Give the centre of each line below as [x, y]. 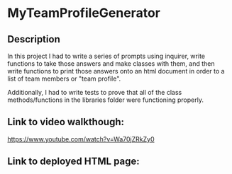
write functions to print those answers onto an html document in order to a [116, 71]
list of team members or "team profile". [64, 79]
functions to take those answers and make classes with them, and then [111, 64]
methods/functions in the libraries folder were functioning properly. [106, 100]
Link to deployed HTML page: [73, 162]
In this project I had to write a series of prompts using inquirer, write [106, 56]
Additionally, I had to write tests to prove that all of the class [95, 92]
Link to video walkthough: [66, 122]
